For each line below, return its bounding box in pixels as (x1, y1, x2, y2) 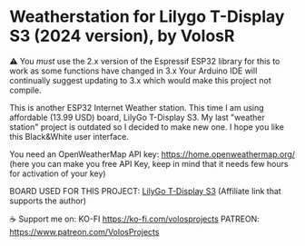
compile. (9, 84, 43, 95)
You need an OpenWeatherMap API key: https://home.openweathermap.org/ (9, 148, 296, 160)
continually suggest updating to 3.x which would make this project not (9, 74, 271, 85)
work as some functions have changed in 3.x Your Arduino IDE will (9, 65, 258, 76)
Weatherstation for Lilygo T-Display (9, 6, 285, 27)
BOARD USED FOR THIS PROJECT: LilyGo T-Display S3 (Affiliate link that (9, 185, 281, 196)
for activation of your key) (9, 168, 106, 179)
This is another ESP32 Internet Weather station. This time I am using (9, 102, 265, 113)
